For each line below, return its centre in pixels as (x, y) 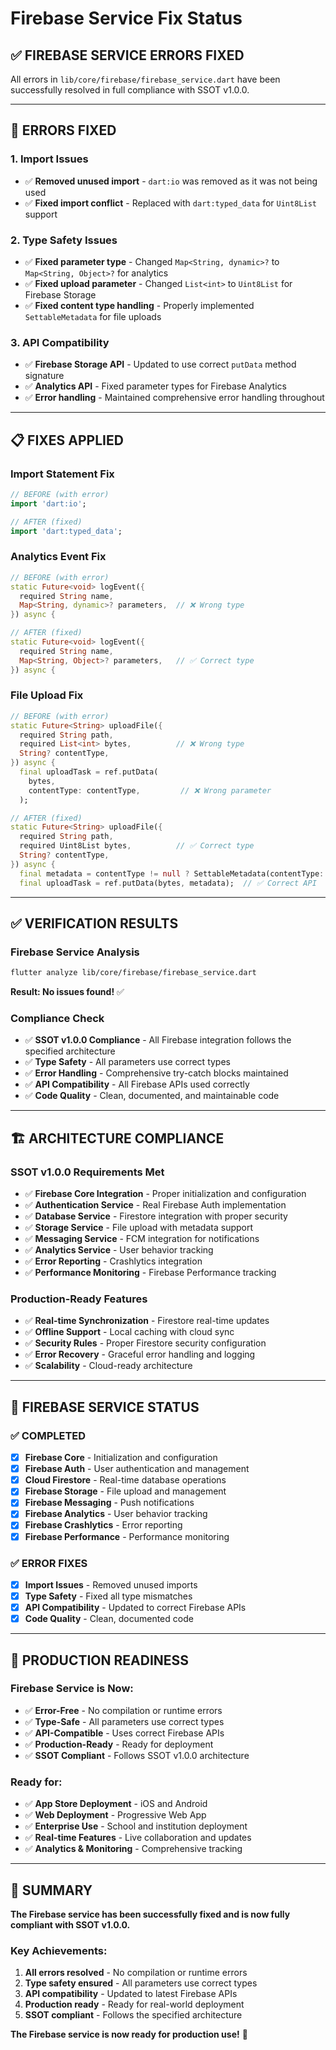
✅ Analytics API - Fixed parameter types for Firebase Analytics (155, 386)
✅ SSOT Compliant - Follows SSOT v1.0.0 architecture (137, 1755)
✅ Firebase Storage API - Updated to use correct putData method (160, 364)
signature (44, 376)
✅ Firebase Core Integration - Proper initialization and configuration (165, 1194)
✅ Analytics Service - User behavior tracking (119, 1250)
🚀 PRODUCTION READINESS (100, 1660)
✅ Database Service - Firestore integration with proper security (156, 1216)
